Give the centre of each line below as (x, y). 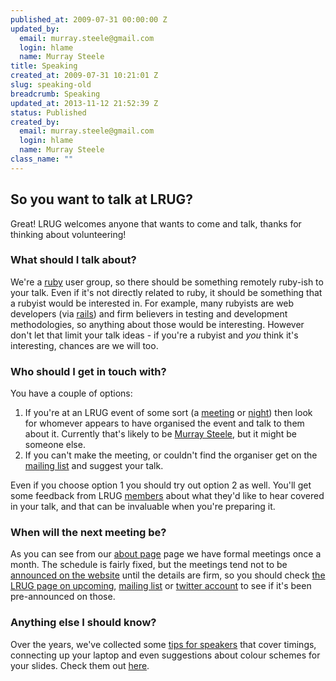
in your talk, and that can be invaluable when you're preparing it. (143, 507)
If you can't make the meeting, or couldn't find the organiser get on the (171, 455)
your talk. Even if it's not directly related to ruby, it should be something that (166, 292)
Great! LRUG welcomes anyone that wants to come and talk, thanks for (156, 223)
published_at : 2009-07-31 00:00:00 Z (89, 19)
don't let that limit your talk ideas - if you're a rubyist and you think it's (154, 335)
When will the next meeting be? (88, 533)
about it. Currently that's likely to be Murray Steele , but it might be (161, 434)
